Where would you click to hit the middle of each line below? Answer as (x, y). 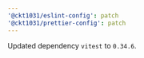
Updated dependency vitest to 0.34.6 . (72, 45)
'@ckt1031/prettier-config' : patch (67, 23)
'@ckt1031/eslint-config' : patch (63, 15)
